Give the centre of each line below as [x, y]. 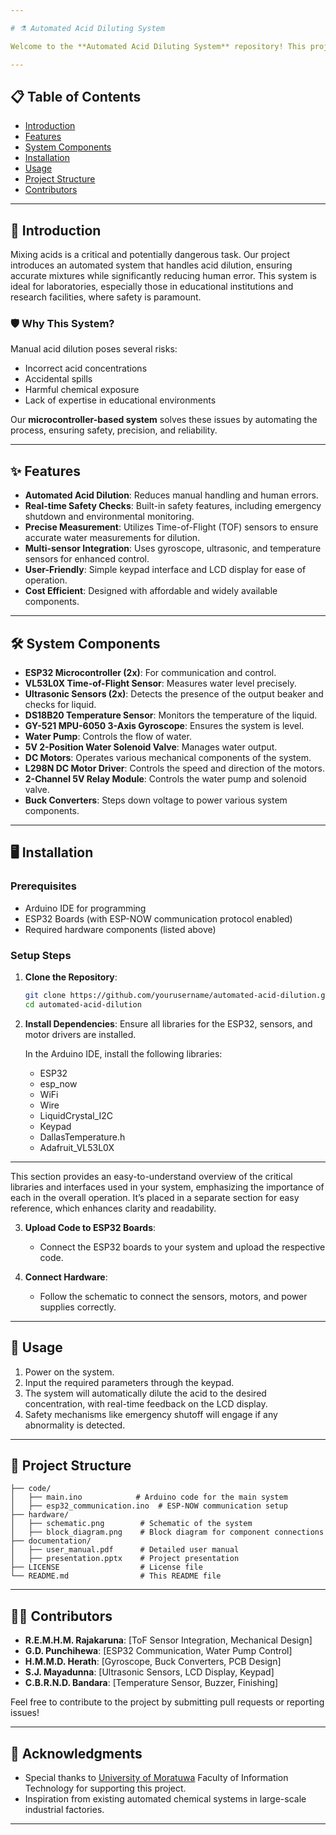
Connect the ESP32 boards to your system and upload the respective [182, 1247]
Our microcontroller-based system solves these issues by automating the [164, 420]
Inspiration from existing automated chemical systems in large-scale [165, 1799]
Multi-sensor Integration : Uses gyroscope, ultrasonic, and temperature [173, 548]
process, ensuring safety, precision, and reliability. [114, 430]
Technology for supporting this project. [105, 1788]
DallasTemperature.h [82, 1137]
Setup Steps [41, 955]
